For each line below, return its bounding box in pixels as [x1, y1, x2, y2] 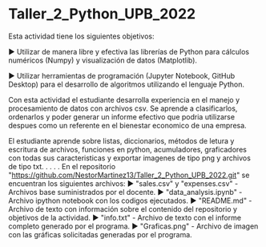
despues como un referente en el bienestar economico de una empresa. [8, 120, 247, 130]
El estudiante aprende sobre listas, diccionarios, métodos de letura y [8, 136, 235, 145]
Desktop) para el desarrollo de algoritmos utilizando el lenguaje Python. [8, 79, 244, 89]
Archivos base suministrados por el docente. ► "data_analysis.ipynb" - [8, 187, 243, 196]
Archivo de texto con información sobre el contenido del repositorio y [8, 204, 238, 213]
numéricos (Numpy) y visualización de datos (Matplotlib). [8, 55, 198, 65]
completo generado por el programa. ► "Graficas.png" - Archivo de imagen [8, 221, 259, 231]
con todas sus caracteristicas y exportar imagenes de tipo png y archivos [8, 153, 251, 163]
